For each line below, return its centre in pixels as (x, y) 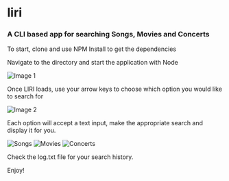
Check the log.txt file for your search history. (70, 157)
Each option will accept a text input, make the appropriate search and (105, 123)
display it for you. (32, 130)
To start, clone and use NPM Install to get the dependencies (92, 49)
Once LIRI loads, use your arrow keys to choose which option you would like (115, 89)
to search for (25, 96)
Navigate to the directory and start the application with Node (93, 63)
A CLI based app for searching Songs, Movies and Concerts (109, 34)
